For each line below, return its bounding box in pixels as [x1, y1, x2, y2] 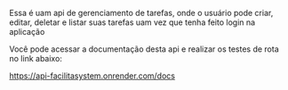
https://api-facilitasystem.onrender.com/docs [9, 70, 176, 81]
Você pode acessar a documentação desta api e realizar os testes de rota [9, 44, 280, 54]
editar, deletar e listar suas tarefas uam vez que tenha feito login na [9, 17, 256, 28]
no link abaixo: [9, 53, 62, 63]
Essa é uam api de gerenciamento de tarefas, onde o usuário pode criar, [9, 8, 274, 18]
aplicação [9, 27, 45, 37]
